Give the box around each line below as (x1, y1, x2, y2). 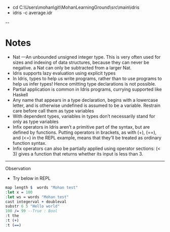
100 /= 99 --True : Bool (5, 209, 58, 214)
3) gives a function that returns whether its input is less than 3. (12, 150, 143, 157)
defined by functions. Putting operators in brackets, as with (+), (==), (12, 129, 157, 135)
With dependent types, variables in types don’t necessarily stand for (12, 113, 155, 119)
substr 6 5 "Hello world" (5, 204, 60, 209)
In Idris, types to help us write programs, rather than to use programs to (12, 75, 162, 82)
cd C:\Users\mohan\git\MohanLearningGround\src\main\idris (12, 5, 140, 10)
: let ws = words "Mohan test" (5, 195, 69, 200)
